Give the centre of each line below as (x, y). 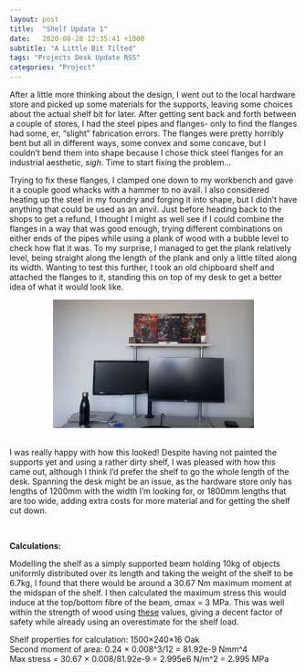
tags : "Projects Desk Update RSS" (75, 58)
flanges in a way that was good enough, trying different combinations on (146, 229)
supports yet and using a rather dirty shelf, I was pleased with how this (142, 462)
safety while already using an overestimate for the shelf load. (124, 622)
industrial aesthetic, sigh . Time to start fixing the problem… (120, 163)
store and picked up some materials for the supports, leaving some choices (152, 104)
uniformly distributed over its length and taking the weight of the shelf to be (152, 573)
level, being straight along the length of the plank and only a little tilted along (153, 257)
